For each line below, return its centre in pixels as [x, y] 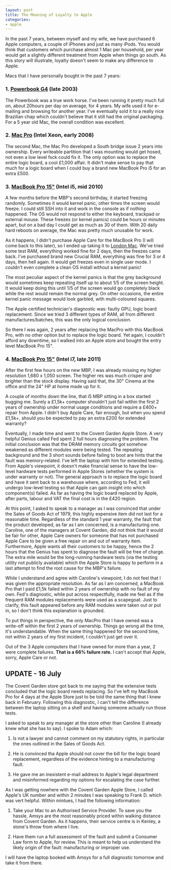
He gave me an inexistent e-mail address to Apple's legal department [85, 774]
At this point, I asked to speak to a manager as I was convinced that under [83, 508]
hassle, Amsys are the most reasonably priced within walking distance [87, 816]
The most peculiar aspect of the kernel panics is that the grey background [83, 277]
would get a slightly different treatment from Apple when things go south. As [86, 55]
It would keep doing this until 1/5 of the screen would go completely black [83, 288]
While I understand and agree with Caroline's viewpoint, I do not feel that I [83, 578]
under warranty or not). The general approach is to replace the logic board [84, 477]
